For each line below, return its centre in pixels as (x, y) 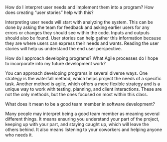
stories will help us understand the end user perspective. (64, 49)
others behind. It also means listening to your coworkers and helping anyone (84, 130)
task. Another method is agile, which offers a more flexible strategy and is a (83, 84)
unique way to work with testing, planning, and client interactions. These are (83, 89)
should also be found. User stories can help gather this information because (83, 38)
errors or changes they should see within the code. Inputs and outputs (77, 33)
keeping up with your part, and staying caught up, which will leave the (77, 124)
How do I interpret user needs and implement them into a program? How (80, 7)
